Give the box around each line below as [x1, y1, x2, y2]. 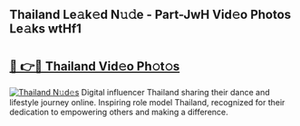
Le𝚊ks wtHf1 [9, 22, 82, 37]
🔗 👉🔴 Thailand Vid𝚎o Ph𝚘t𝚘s [9, 58, 180, 74]
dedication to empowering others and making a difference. [9, 107, 228, 117]
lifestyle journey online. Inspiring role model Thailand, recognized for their [9, 97, 285, 107]
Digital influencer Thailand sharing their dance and [81, 87, 270, 97]
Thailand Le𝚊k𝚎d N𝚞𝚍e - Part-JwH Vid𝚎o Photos [9, 7, 292, 22]
